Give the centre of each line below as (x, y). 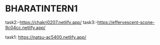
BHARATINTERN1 (42, 9)
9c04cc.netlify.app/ (25, 27)
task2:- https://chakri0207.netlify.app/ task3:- (51, 22)
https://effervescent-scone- (126, 22)
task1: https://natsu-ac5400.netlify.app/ (46, 37)
